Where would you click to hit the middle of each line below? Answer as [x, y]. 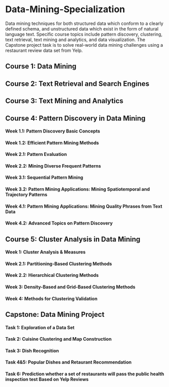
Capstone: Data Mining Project [55, 314]
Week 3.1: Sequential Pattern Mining [44, 178]
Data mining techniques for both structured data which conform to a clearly [84, 23]
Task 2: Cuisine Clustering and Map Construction [59, 339]
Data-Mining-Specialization [65, 9]
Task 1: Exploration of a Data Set [40, 327]
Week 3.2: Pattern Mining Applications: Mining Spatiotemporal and [78, 189]
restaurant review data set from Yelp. [44, 50]
